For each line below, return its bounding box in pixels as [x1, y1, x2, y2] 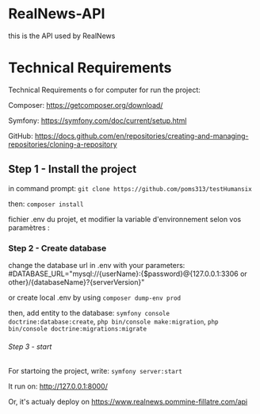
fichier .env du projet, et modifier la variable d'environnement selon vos [8, 214, 242, 224]
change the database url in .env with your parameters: [8, 260, 185, 270]
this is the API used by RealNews [8, 31, 116, 40]
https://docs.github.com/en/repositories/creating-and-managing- [34, 131, 249, 140]
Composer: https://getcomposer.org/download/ [8, 100, 163, 109]
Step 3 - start [8, 342, 52, 351]
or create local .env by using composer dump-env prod [8, 293, 181, 302]
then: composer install [8, 199, 84, 209]
